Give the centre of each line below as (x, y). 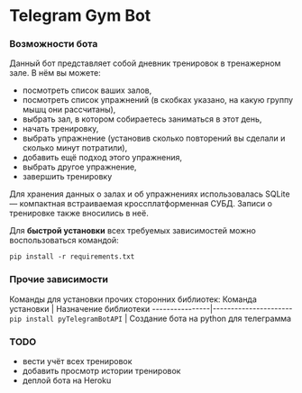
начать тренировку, (60, 129)
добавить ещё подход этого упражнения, (102, 158)
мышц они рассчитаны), (69, 110)
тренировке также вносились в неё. (79, 214)
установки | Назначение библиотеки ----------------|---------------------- (151, 308)
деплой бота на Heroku (67, 380)
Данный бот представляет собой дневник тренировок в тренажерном (145, 63)
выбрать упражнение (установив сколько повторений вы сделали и (154, 138)
